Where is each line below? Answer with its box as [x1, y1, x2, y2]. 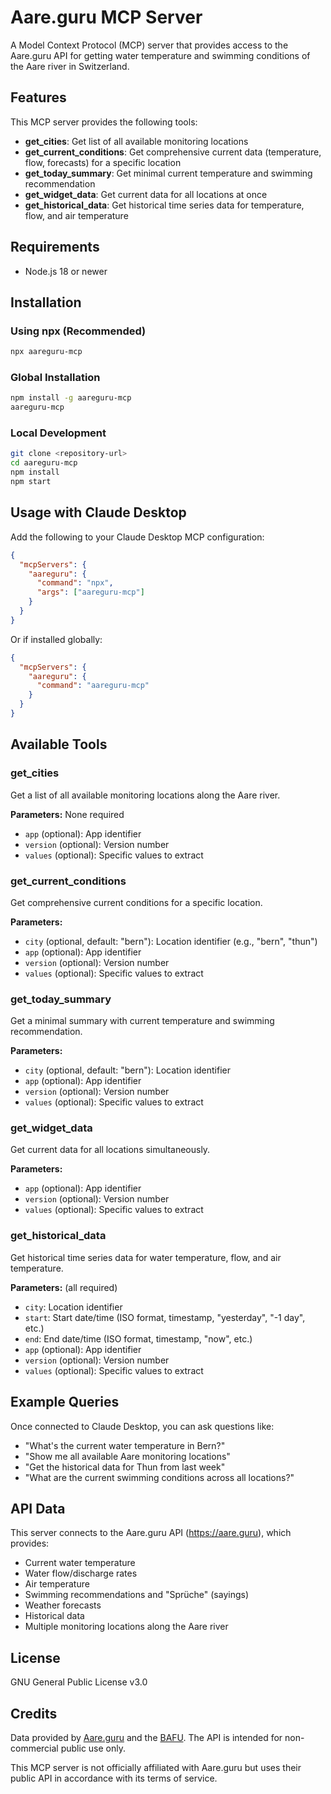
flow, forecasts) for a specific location [24, 156, 182, 168]
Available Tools [10, 736, 108, 753]
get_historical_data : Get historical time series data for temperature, [24, 199, 305, 211]
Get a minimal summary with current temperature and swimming [10, 1015, 275, 1027]
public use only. [60, 1742, 127, 1755]
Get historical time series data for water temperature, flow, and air [10, 1251, 282, 1263]
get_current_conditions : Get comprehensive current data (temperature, [24, 146, 322, 158]
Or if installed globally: [10, 633, 103, 645]
